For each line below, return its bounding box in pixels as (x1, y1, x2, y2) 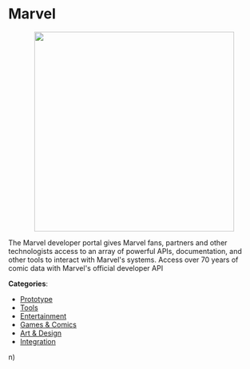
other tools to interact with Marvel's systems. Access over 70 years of (8, 255, 239, 264)
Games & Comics (19, 319, 77, 329)
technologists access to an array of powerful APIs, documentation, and (8, 246, 242, 256)
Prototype (19, 294, 54, 304)
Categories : (8, 279, 49, 288)
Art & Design (19, 328, 62, 338)
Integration (19, 336, 56, 346)
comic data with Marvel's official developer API (8, 263, 164, 272)
